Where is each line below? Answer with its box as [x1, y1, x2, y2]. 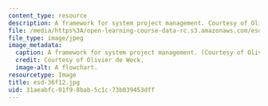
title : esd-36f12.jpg [8, 78, 81, 86]
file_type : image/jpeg [8, 33, 84, 42]
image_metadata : [8, 41, 62, 49]
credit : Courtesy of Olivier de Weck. [15, 57, 145, 65]
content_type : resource [8, 11, 88, 20]
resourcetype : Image [8, 71, 77, 79]
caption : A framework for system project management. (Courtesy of [15, 49, 245, 57]
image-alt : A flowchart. [15, 64, 98, 72]
